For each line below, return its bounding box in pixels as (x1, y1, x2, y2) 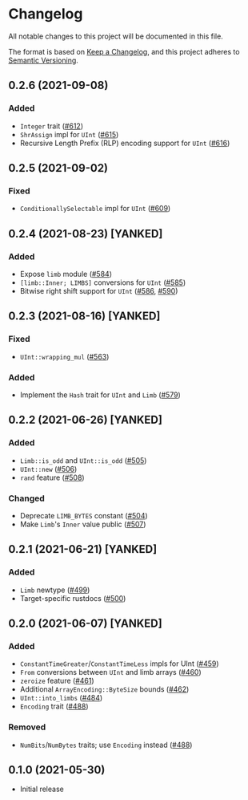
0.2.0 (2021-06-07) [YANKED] (8, 617, 162, 631)
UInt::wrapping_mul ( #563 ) (19, 351, 110, 361)
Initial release (19, 784, 64, 794)
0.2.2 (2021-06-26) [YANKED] (8, 413, 162, 427)
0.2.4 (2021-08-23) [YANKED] (8, 226, 163, 241)
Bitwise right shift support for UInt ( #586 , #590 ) (19, 286, 178, 295)
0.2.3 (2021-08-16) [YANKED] (8, 310, 161, 323)
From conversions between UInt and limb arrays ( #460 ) (19, 668, 202, 677)
